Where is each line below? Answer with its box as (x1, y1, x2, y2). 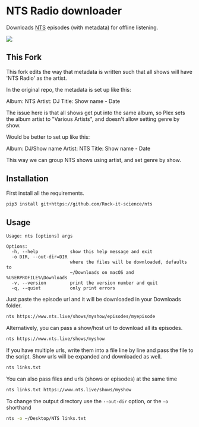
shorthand (6, 404, 31, 411)
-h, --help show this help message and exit (11, 249, 153, 255)
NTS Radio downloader (6, 4, 122, 18)
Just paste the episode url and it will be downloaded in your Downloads (6, 296, 181, 303)
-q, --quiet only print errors (11, 285, 116, 291)
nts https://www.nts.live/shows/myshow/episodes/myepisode (6, 314, 156, 320)
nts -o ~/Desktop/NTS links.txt (6, 415, 86, 421)
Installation (6, 174, 49, 184)
